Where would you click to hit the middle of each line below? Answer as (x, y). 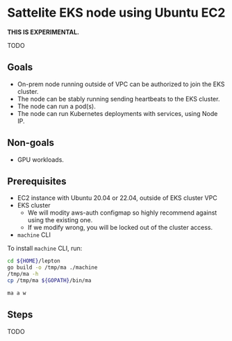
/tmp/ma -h (23, 274)
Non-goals (31, 143)
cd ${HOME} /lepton (34, 261)
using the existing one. (60, 220)
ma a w (17, 293)
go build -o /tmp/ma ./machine (52, 268)
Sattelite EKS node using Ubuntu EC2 (116, 13)
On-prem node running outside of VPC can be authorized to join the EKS (121, 84)
